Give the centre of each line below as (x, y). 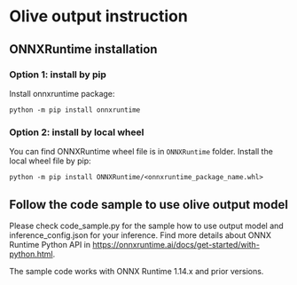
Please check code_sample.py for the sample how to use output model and (146, 226)
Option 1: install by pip (58, 75)
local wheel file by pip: (50, 161)
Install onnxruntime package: (62, 93)
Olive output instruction (98, 16)
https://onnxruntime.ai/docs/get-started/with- (176, 244)
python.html (31, 254)
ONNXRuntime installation (83, 49)
